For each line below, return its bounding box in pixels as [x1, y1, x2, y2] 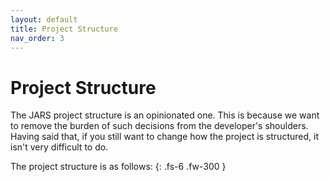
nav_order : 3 [10, 33, 65, 43]
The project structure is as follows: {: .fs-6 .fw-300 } [10, 161, 227, 173]
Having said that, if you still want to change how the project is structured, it [10, 131, 319, 143]
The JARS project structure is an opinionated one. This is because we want [10, 109, 320, 121]
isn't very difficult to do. [10, 141, 109, 153]
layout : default [10, 14, 78, 25]
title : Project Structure [10, 24, 118, 34]
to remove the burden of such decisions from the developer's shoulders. [10, 120, 309, 132]
